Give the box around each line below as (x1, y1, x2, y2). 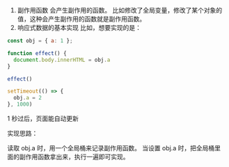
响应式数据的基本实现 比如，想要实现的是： (17, 24, 141, 31)
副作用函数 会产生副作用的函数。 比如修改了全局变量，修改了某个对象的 (17, 6, 223, 14)
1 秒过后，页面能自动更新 (7, 114, 79, 122)
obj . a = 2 (13, 95, 42, 102)
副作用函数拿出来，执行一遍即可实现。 (19, 152, 129, 161)
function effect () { (7, 49, 68, 57)
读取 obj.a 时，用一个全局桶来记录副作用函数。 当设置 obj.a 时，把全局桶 (7, 144, 215, 152)
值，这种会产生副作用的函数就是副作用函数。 (17, 15, 146, 23)
